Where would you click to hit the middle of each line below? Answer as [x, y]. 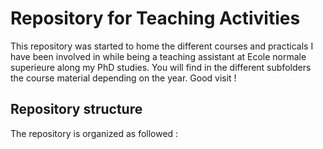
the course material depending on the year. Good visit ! [123, 78]
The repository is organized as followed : [94, 133]
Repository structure [76, 109]
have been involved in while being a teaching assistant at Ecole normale [158, 56]
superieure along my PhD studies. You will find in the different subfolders [161, 67]
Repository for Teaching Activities [155, 18]
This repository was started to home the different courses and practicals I [162, 46]
